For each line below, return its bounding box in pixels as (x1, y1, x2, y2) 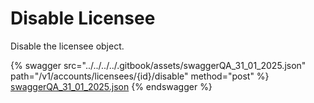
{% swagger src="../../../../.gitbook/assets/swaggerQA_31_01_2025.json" (10, 59, 307, 71)
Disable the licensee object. (10, 40, 125, 52)
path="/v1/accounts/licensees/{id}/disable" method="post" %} (10, 70, 270, 82)
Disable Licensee (10, 7, 156, 30)
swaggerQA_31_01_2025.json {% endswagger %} (10, 80, 213, 92)
